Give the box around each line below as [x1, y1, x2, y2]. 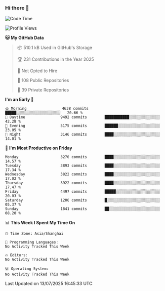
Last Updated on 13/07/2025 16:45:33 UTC [5, 281, 93, 287]
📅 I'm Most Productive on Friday [5, 145, 73, 151]
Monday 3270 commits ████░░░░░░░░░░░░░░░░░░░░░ [5, 155, 161, 160]
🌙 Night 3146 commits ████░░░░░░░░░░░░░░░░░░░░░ [5, 132, 161, 137]
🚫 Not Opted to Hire [17, 68, 58, 74]
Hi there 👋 [5, 4, 30, 11]
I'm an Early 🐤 [5, 96, 34, 103]
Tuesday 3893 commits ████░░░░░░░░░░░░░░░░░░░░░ [5, 163, 161, 168]
